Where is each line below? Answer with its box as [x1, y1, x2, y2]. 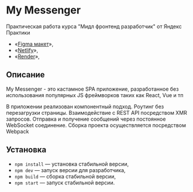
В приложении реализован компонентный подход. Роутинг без [6, 103, 164, 110]
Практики [6, 29, 30, 36]
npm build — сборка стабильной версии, [14, 173, 116, 180]
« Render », [14, 53, 40, 60]
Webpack [6, 128, 29, 135]
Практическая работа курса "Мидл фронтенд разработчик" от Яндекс [6, 23, 182, 30]
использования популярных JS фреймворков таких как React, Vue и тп [6, 91, 184, 98]
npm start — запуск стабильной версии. [14, 179, 115, 186]
